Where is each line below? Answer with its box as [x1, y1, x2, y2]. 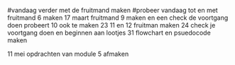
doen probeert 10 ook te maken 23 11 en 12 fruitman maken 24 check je [7, 21, 216, 29]
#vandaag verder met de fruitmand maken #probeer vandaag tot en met [7, 6, 218, 14]
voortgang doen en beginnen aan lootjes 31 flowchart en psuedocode [7, 28, 211, 37]
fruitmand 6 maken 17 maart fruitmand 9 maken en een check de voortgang [7, 13, 229, 22]
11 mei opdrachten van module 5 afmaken [7, 49, 129, 58]
